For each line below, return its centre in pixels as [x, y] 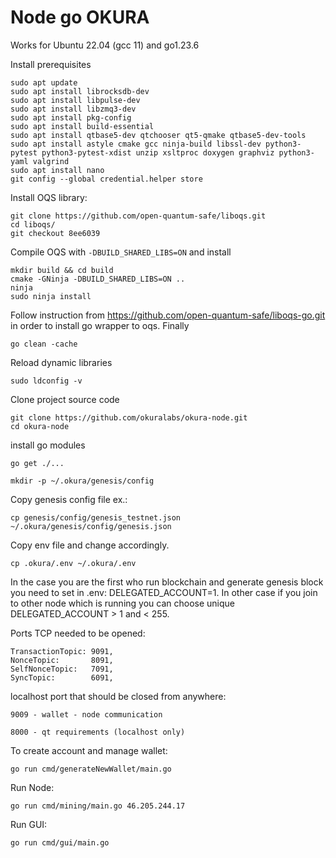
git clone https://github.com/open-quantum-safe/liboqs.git [138, 216]
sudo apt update [44, 82]
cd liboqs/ [33, 224]
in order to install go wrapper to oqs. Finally [100, 325]
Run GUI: [29, 824]
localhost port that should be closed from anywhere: [118, 696]
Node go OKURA [80, 17]
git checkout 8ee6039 [55, 233]
